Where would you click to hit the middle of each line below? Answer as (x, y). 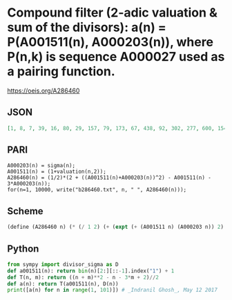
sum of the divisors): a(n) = (87, 27)
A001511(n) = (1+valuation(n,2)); (57, 172)
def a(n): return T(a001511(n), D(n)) (63, 284)
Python (23, 249)
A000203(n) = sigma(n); (41, 166)
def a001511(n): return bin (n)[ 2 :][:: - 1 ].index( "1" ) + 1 (91, 271)
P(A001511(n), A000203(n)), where (110, 42)
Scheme (25, 211)
